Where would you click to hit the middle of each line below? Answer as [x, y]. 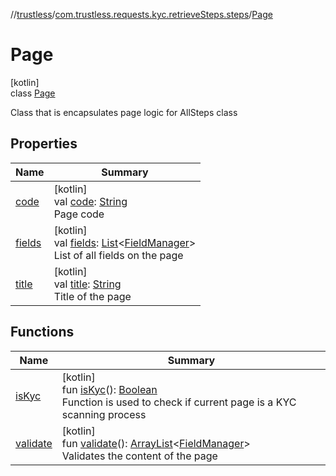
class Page [33, 93]
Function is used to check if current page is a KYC [179, 402]
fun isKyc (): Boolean [109, 389]
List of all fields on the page [118, 255]
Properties [44, 144]
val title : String [87, 284]
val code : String [90, 201]
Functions [42, 332]
